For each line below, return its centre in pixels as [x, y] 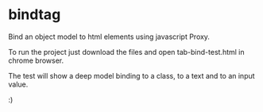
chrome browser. [36, 60]
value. [18, 84]
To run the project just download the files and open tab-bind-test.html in [126, 52]
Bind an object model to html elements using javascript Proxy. [109, 37]
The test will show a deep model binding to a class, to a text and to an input [132, 75]
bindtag [35, 15]
